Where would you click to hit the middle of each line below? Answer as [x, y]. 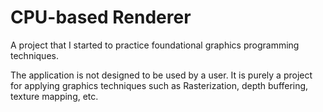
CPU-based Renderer [101, 17]
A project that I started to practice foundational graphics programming [155, 45]
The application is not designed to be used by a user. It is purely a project [161, 75]
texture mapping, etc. [54, 96]
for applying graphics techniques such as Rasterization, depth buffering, [159, 85]
